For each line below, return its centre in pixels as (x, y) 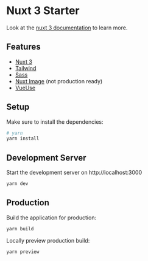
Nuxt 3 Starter (43, 11)
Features (23, 47)
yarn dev (17, 184)
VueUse (25, 88)
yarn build (20, 229)
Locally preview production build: (48, 240)
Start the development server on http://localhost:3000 (74, 173)
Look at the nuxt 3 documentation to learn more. (67, 28)
